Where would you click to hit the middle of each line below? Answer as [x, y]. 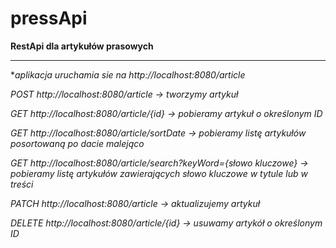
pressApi [49, 18]
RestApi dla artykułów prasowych [82, 46]
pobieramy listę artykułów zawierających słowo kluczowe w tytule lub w [159, 173]
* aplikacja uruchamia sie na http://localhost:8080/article [128, 74]
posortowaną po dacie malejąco [77, 143]
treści [22, 184]
